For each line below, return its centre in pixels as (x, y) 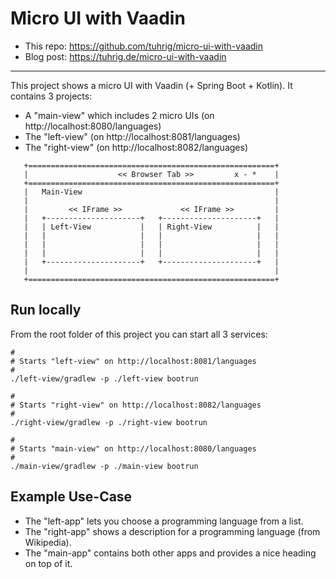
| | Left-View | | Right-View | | (151, 227)
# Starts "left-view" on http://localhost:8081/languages (133, 361)
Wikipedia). (48, 542)
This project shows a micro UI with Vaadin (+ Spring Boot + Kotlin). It (151, 85)
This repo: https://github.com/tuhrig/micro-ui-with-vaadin (144, 46)
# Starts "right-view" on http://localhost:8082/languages (136, 405)
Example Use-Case (71, 497)
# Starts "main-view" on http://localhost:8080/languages (133, 448)
